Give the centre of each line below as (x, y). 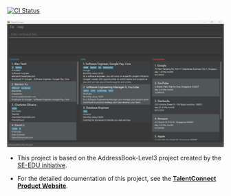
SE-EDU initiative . (42, 165)
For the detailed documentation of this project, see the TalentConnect (117, 178)
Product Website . (43, 186)
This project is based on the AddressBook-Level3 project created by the (119, 158)
